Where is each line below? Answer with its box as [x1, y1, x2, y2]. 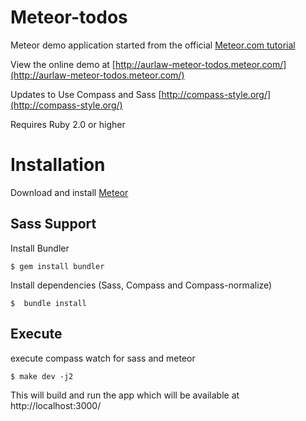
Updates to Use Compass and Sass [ [10, 88, 162, 100]
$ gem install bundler [10, 261, 105, 271]
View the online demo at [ [10, 58, 116, 70]
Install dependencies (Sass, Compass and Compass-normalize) [10, 279, 273, 291]
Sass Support [10, 216, 97, 233]
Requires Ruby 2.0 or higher [10, 118, 126, 130]
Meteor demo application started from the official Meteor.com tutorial [10, 39, 296, 51]
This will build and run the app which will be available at [10, 389, 240, 401]
